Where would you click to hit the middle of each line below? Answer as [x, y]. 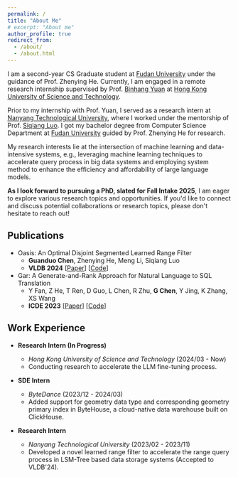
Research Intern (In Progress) [62, 345]
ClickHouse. [46, 417]
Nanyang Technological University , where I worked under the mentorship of [118, 117]
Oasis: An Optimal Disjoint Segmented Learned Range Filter [104, 252]
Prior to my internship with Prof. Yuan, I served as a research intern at [109, 110]
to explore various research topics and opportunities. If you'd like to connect [119, 198]
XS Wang [42, 298]
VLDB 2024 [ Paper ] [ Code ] [68, 268]
